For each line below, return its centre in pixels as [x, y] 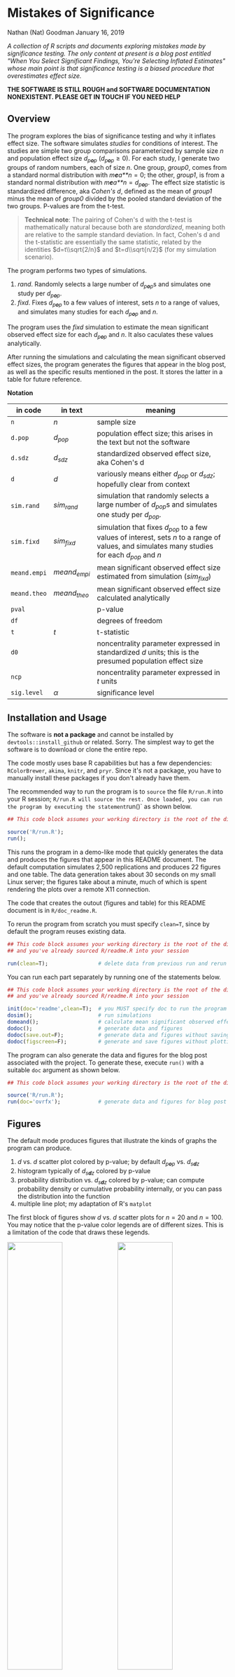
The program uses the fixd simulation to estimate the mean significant [108, 327]
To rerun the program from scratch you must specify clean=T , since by [108, 923]
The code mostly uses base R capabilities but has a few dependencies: [109, 763]
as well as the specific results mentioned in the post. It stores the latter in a [115, 372]
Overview [29, 119]
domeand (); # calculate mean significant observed [111, 1022]
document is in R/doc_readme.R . [52, 910]
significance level [126, 693]
